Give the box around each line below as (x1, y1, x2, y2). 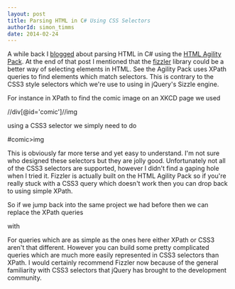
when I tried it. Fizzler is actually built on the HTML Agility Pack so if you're (7, 172, 226, 180)
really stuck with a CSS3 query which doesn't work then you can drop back (7, 179, 229, 188)
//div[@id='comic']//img (7, 107, 78, 116)
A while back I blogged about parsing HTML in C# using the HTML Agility (7, 50, 222, 58)
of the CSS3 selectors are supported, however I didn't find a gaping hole (7, 164, 219, 173)
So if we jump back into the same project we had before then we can (7, 201, 209, 209)
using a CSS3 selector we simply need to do (7, 122, 137, 130)
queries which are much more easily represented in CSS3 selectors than (7, 251, 219, 260)
